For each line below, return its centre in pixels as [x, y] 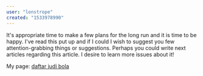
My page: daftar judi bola [38, 66]
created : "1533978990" [35, 18]
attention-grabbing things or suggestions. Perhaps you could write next [96, 48]
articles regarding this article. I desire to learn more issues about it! [90, 54]
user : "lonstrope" [30, 12]
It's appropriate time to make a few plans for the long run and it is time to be [101, 35]
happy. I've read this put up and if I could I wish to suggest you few [91, 41]
